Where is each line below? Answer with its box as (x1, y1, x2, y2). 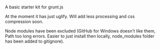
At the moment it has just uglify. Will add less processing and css (5, 14, 135, 19)
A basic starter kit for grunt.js (5, 4, 64, 10)
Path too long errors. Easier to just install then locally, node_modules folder (5, 33, 155, 39)
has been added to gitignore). (5, 38, 64, 44)
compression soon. (5, 19, 44, 24)
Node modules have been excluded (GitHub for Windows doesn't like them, (5, 28, 156, 33)
